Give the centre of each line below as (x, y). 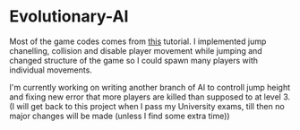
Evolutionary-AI (69, 17)
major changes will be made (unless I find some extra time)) (120, 116)
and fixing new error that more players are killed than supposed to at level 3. (150, 97)
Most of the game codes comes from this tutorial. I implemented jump (138, 41)
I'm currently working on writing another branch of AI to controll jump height (150, 87)
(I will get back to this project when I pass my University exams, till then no (147, 106)
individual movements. (51, 70)
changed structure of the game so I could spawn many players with (133, 60)
